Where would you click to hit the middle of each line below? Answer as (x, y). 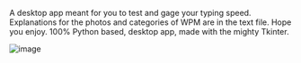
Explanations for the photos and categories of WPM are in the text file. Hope (150, 22)
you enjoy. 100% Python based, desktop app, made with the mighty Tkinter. (149, 31)
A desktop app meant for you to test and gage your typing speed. (130, 13)
